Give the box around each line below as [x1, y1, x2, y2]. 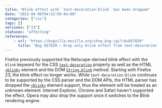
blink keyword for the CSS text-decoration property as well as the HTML [5, 62, 152, 67]
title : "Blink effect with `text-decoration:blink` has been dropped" [5, 7, 150, 12]
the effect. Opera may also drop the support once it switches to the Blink [5, 93, 150, 98]
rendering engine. [5, 97, 41, 103]
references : [5, 34, 29, 39]
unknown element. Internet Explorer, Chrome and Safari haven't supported [5, 87, 154, 93]
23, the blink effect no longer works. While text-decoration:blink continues [5, 72, 157, 77]
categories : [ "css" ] [5, 16, 47, 21]
